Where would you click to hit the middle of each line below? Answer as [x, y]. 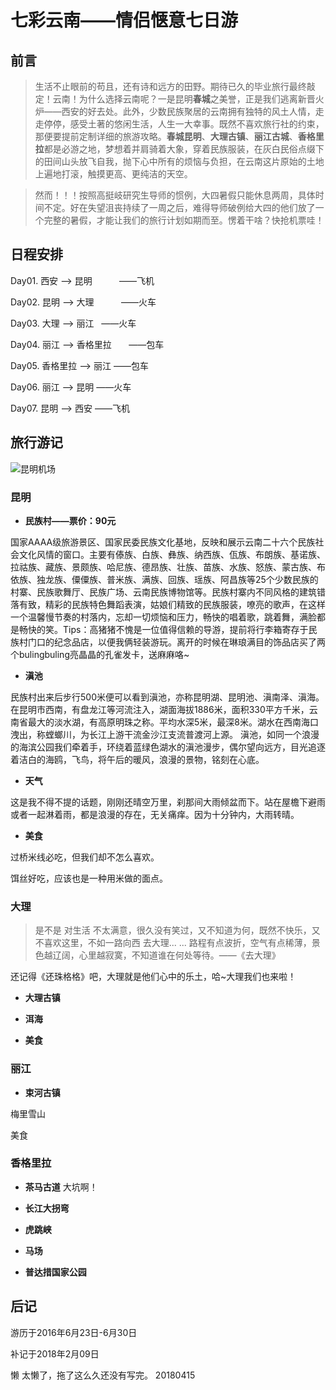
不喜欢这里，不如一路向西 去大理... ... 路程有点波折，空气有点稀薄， [173, 943]
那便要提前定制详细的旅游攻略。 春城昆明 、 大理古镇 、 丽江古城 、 [166, 136]
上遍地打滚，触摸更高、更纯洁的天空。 [113, 174]
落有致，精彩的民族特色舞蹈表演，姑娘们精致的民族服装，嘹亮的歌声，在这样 [168, 604]
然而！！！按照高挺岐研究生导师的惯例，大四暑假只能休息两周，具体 [175, 195]
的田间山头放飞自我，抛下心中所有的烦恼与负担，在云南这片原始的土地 [179, 161]
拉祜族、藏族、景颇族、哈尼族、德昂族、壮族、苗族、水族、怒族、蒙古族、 [163, 567]
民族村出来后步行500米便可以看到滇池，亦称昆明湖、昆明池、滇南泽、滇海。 [167, 697]
